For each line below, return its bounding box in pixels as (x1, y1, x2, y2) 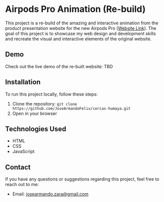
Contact (5, 163, 31, 171)
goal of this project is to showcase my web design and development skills (5, 30, 156, 36)
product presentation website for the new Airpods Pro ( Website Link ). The (5, 25, 157, 31)
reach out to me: (5, 182, 39, 188)
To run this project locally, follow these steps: (5, 91, 98, 97)
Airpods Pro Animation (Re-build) (5, 3, 146, 15)
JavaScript (12, 148, 35, 155)
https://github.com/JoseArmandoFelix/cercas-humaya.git (12, 106, 131, 111)
